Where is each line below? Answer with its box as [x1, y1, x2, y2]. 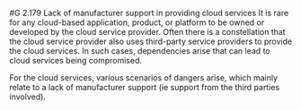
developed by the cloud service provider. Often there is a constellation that [9, 27, 286, 37]
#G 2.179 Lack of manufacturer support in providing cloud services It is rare [9, 8, 289, 18]
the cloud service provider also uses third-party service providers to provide [9, 36, 293, 47]
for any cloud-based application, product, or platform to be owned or [9, 17, 265, 28]
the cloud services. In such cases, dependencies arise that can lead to [9, 46, 271, 56]
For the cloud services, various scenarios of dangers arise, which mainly [9, 72, 279, 83]
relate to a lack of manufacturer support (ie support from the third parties [9, 82, 280, 92]
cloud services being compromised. [9, 55, 142, 65]
